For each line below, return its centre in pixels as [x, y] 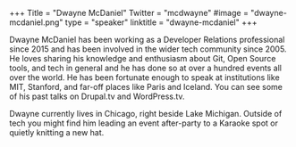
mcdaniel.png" [36, 22]
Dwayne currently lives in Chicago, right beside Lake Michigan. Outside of [146, 114]
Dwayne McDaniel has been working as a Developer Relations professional [147, 40]
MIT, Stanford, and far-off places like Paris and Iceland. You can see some [146, 87]
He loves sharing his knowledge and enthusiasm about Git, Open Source [143, 58]
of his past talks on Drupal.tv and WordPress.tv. [97, 96]
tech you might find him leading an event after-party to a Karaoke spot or [144, 123]
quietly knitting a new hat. [57, 132]
